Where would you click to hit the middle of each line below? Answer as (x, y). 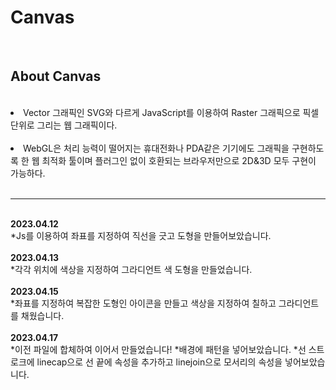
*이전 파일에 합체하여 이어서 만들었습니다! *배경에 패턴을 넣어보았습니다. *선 (158, 349)
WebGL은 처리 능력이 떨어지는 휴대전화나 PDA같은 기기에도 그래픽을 (156, 148)
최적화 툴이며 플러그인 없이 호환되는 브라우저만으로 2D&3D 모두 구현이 (179, 160)
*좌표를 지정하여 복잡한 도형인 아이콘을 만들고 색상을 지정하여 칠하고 (143, 303)
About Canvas (56, 76)
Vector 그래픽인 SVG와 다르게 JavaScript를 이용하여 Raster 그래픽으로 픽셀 (171, 112)
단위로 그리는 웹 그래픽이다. (64, 125)
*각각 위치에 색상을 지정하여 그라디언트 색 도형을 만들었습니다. (131, 269)
